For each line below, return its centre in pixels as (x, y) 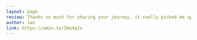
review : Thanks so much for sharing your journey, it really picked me (95, 17)
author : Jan (21, 22)
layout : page (22, 11)
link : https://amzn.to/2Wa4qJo (44, 28)
